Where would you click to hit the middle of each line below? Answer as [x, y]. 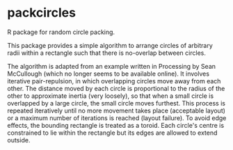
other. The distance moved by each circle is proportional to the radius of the [116, 88]
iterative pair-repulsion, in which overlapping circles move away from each [114, 81]
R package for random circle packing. [61, 32]
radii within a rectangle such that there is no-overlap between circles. [107, 53]
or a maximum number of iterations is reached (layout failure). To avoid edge [117, 118]
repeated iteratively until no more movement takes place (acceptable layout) [116, 110]
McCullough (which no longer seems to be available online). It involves [109, 74]
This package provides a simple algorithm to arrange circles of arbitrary [110, 45]
